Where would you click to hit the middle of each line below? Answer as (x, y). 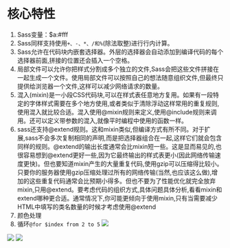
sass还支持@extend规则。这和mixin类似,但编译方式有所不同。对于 (111, 129)
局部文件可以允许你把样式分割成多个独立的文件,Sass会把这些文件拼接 (115, 69)
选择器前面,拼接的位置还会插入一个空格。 (75, 60)
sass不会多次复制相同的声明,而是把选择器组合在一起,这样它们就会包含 (123, 138)
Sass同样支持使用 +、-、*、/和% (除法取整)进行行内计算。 (95, 43)
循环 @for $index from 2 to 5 (59, 224)
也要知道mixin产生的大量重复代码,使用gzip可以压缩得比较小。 (136, 163)
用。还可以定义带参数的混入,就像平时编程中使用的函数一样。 (102, 121)
